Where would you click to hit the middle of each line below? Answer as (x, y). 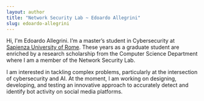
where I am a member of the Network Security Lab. (71, 60)
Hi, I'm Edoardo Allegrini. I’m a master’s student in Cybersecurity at (91, 41)
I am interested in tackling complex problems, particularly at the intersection (102, 72)
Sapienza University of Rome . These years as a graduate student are (93, 47)
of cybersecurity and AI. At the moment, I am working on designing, (92, 79)
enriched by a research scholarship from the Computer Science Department (102, 54)
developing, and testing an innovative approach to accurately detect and (97, 85)
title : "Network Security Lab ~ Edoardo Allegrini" (73, 18)
